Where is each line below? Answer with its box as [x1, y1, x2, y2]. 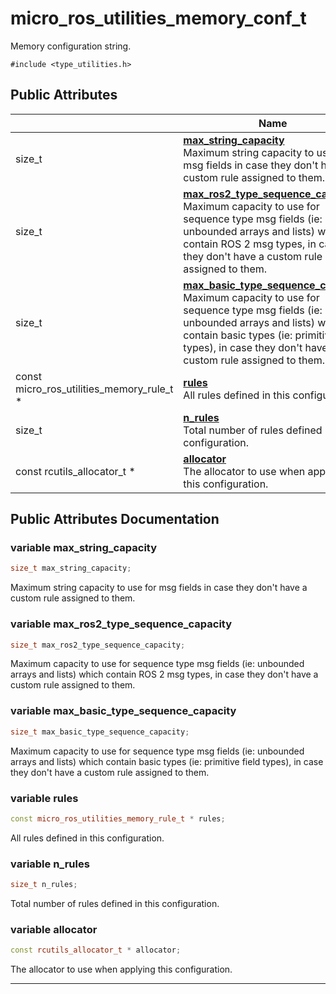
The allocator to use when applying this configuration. [10, 963, 233, 976]
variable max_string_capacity [10, 541, 158, 555]
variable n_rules [10, 857, 90, 871]
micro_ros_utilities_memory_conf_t [10, 7, 307, 30]
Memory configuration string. [10, 40, 132, 52]
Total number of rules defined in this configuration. [10, 898, 220, 909]
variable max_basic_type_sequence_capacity [10, 704, 237, 718]
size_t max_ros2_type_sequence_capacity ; [10, 640, 186, 650]
